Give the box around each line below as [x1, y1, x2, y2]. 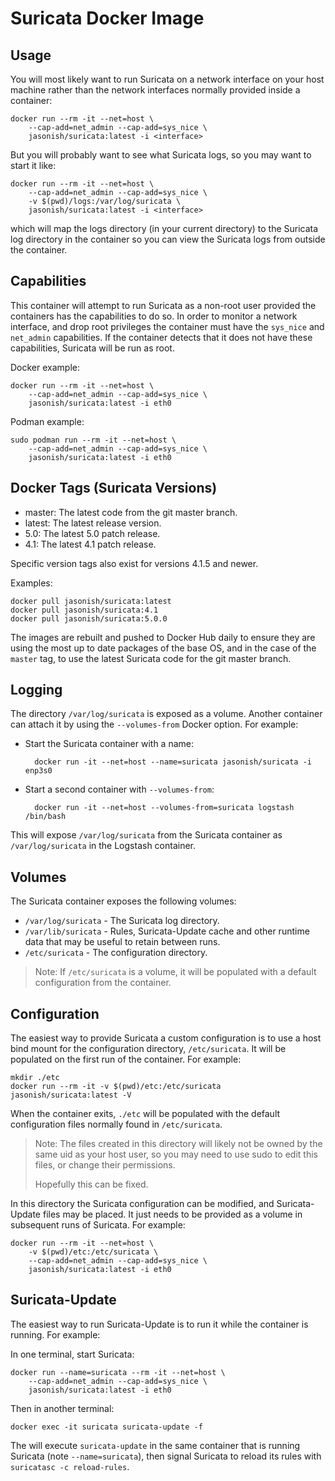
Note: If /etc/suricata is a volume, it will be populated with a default [34, 966, 317, 978]
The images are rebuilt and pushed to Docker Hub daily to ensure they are [10, 631, 316, 643]
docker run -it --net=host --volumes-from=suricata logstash [34, 803, 295, 813]
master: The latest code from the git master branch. [24, 506, 238, 518]
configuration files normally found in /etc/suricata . [10, 1118, 223, 1131]
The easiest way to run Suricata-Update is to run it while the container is [10, 1318, 309, 1330]
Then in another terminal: [10, 1402, 115, 1414]
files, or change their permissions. [34, 1159, 176, 1171]
